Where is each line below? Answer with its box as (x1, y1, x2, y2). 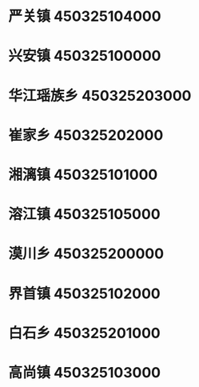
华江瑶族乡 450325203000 (8, 86, 192, 105)
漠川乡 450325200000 (8, 245, 165, 263)
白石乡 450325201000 (8, 324, 161, 342)
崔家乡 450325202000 (8, 126, 164, 144)
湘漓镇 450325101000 (8, 166, 158, 184)
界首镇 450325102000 (8, 285, 161, 302)
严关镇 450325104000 (8, 7, 161, 26)
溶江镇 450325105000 (8, 205, 161, 224)
